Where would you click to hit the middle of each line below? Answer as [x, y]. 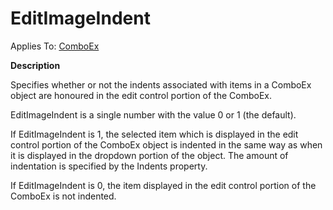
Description [35, 65]
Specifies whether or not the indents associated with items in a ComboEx [161, 84]
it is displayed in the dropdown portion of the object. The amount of [149, 155]
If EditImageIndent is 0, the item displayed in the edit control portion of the [163, 185]
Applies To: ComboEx [55, 46]
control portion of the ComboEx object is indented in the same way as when [166, 144]
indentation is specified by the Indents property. [109, 166]
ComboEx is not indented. [63, 196]
